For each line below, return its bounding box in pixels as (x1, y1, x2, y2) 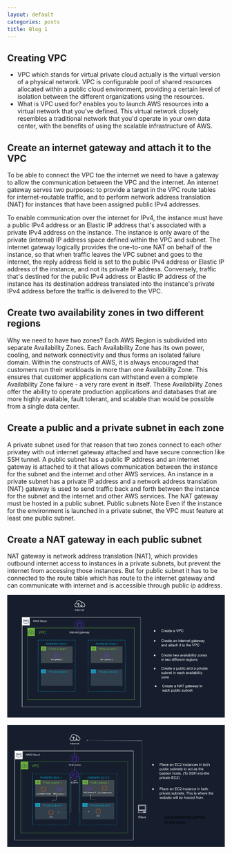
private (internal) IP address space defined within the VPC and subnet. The (7, 235, 221, 244)
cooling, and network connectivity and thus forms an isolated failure (7, 351, 201, 359)
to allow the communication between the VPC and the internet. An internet (7, 178, 219, 186)
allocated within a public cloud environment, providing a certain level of (17, 85, 221, 93)
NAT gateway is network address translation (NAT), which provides (7, 552, 198, 561)
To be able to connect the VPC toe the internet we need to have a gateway (7, 171, 219, 179)
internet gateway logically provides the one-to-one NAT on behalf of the (7, 243, 213, 251)
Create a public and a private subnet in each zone (7, 422, 224, 434)
